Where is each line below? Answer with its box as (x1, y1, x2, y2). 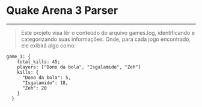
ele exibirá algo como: (20, 41, 76, 49)
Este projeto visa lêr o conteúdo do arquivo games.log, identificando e (20, 29, 195, 36)
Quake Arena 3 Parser (6, 4, 118, 17)
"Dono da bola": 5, (22, 75, 71, 81)
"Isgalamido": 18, (22, 79, 69, 86)
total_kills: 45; (17, 58, 61, 65)
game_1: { (6, 53, 31, 60)
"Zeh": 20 (22, 85, 47, 91)
